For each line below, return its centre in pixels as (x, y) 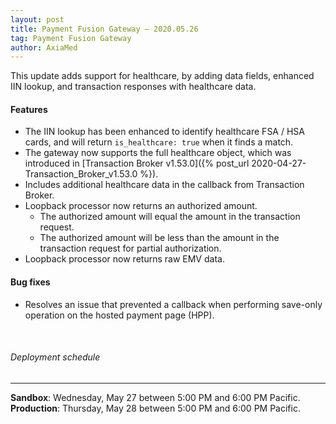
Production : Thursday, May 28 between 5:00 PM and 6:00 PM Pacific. (155, 408)
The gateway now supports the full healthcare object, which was (158, 153)
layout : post (37, 19)
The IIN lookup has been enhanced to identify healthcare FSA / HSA (164, 132)
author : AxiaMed (44, 47)
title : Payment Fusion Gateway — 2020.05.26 (104, 29)
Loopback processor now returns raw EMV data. (124, 259)
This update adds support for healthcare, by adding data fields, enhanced (162, 76)
